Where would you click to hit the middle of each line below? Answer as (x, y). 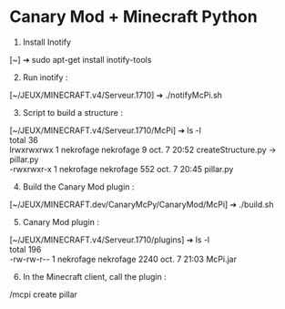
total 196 (25, 249)
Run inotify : (45, 77)
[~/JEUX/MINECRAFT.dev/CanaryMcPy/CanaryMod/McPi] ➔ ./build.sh (142, 204)
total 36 (24, 139)
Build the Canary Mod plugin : (78, 186)
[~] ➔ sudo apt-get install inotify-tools (81, 59)
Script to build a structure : (72, 112)
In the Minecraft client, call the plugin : (94, 276)
